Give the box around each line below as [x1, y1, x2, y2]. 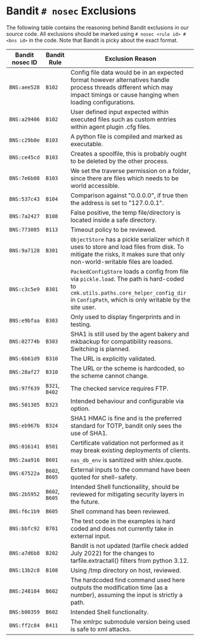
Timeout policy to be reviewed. [70, 225, 157, 234]
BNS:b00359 [9, 608, 40, 615]
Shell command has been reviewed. [70, 507, 170, 515]
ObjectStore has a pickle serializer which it [70, 235, 190, 243]
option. [70, 404, 90, 413]
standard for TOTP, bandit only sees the [70, 422, 182, 430]
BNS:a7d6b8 [9, 550, 40, 556]
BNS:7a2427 [9, 213, 40, 219]
